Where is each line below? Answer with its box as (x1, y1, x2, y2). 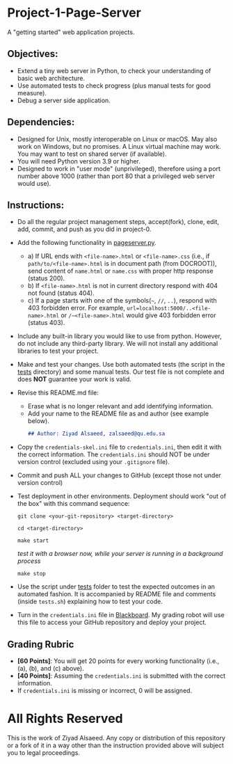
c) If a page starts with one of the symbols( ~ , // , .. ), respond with (27, 296, 217, 305)
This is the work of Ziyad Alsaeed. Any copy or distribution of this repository (7, 734, 226, 742)
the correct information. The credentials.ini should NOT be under (17, 450, 210, 459)
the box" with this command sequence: (17, 500, 130, 508)
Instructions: (7, 199, 65, 211)
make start (17, 537, 49, 544)
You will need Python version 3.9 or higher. (17, 157, 141, 165)
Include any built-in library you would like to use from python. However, (17, 332, 223, 340)
